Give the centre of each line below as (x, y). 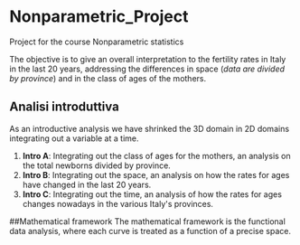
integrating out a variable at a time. (74, 138)
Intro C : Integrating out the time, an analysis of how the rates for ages (152, 194)
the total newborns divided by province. (97, 165)
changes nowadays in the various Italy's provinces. (118, 203)
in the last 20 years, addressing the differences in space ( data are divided (147, 69)
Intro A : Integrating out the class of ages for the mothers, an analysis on (156, 155)
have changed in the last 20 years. (87, 184)
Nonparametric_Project (99, 17)
